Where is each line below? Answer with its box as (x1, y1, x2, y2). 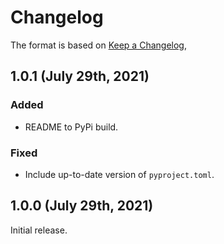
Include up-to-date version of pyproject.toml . (24, 168, 215, 180)
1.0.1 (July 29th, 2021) (10, 68, 150, 85)
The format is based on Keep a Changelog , (10, 39, 187, 51)
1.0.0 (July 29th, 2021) (10, 197, 154, 215)
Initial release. (10, 224, 68, 236)
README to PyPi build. (24, 121, 119, 133)
